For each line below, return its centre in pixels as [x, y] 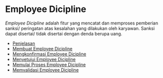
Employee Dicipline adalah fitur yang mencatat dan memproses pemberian [82, 23]
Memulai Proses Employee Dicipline [49, 64]
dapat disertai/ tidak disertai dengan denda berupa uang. [64, 33]
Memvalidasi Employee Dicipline [45, 70]
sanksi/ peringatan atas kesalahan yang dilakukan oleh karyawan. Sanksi [80, 28]
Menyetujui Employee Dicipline [44, 59]
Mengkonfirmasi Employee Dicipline [49, 54]
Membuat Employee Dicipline [42, 48]
